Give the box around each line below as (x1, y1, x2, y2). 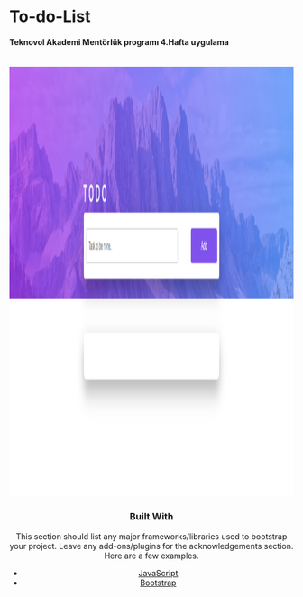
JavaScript (138, 567, 179, 578)
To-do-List (9, 6, 92, 27)
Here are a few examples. (104, 550, 199, 561)
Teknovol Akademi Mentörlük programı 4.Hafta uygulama (9, 36, 230, 47)
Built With (129, 510, 174, 523)
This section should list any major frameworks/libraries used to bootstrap (15, 530, 288, 542)
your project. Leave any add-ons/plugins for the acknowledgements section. (9, 540, 294, 551)
